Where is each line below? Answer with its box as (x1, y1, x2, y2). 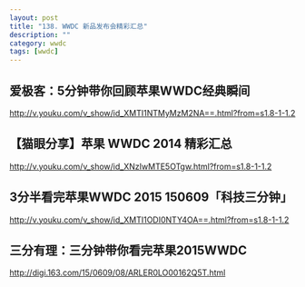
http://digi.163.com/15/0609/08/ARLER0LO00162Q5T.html (9, 267, 226, 278)
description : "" (9, 30, 71, 39)
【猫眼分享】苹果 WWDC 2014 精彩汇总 (9, 136, 233, 152)
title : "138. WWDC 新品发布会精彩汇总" (9, 22, 148, 31)
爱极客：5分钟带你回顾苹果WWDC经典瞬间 (9, 83, 251, 98)
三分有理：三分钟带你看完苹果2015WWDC (9, 242, 248, 258)
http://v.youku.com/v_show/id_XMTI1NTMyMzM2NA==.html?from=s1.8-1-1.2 (9, 107, 296, 118)
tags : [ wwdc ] (9, 47, 59, 56)
